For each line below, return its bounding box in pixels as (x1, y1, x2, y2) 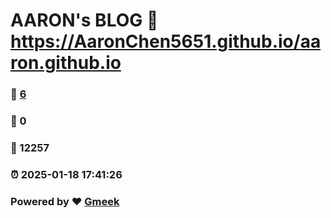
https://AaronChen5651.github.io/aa (10, 30, 322, 53)
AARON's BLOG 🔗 (10, 9, 159, 32)
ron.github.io (10, 52, 122, 74)
